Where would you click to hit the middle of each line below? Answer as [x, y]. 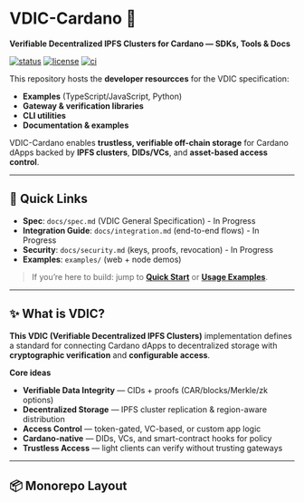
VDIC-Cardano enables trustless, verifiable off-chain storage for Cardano [149, 142]
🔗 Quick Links [48, 199]
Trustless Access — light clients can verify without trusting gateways [152, 448]
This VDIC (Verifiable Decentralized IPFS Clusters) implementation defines [151, 335]
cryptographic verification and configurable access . [110, 355]
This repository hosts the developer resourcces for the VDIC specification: [149, 78]
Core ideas [30, 372]
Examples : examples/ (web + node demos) [102, 259]
